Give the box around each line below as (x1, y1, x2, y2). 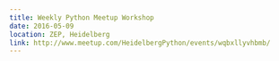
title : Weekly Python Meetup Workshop (9, 13, 154, 22)
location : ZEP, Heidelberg (9, 30, 110, 39)
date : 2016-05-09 (9, 22, 74, 30)
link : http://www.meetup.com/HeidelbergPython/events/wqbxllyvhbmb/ (9, 38, 271, 48)
